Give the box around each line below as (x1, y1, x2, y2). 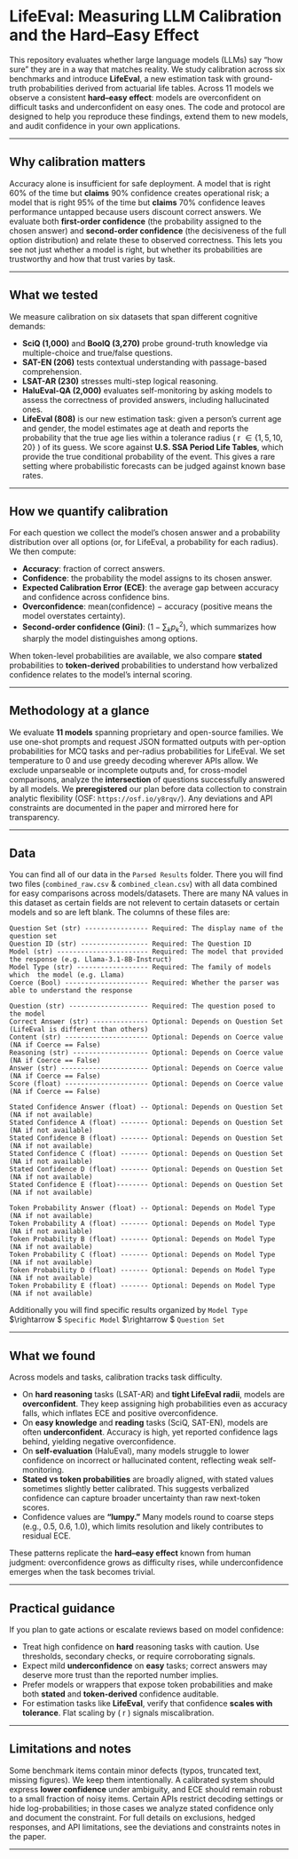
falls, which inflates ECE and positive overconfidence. (21, 1408, 219, 1419)
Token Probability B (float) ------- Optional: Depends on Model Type (9, 1235, 276, 1244)
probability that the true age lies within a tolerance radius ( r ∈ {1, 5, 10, (21, 432, 284, 443)
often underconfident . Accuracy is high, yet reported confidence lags (21, 1427, 278, 1437)
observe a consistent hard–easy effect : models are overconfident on (9, 91, 262, 103)
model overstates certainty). (21, 611, 126, 621)
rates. (21, 470, 43, 480)
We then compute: (9, 546, 77, 557)
